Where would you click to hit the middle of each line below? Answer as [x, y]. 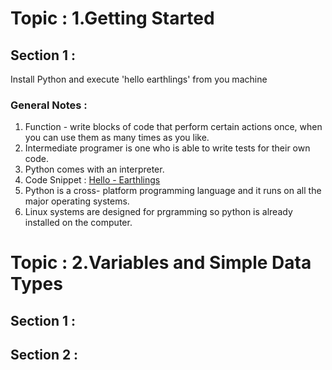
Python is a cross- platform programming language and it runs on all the [173, 191]
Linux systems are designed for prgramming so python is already [158, 212]
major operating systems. [77, 201]
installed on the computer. [78, 223]
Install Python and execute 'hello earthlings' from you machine [139, 79]
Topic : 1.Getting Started [112, 18]
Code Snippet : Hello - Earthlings [92, 180]
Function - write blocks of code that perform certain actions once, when [173, 127]
